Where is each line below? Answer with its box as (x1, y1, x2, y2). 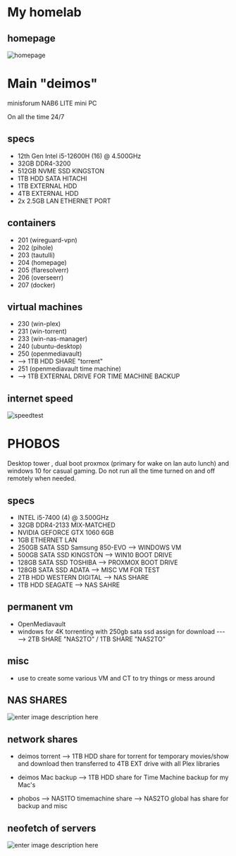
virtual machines (7, 301, 83, 313)
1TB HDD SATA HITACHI (17, 174, 87, 182)
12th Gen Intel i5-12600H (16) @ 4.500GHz (17, 151, 142, 160)
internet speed (7, 392, 73, 404)
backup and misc (17, 802, 68, 810)
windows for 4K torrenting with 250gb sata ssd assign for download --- (17, 627, 225, 635)
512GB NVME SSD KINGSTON (17, 166, 105, 175)
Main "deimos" (7, 75, 98, 92)
